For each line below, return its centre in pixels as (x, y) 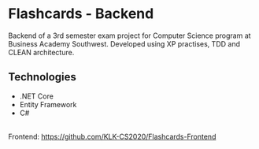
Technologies (43, 77)
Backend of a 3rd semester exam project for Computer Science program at (129, 35)
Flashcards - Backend (81, 14)
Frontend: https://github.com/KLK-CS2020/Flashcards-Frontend (112, 136)
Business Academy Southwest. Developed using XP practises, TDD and (124, 43)
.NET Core (36, 96)
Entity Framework (48, 104)
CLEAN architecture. (41, 52)
